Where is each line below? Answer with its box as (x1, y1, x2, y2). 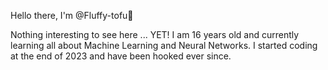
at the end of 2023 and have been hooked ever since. (10, 50, 232, 62)
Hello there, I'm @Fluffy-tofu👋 (10, 10, 134, 21)
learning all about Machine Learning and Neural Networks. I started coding (10, 40, 318, 51)
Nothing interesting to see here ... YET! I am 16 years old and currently (10, 29, 300, 40)
